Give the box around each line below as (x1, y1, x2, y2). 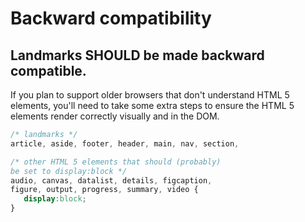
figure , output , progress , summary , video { (10, 185, 199, 195)
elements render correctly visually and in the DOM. (10, 110, 220, 122)
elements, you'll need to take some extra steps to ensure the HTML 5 (10, 100, 295, 111)
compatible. (10, 62, 87, 79)
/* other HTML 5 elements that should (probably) (10, 157, 222, 167)
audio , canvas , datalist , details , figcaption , (10, 175, 213, 186)
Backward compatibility (10, 7, 212, 30)
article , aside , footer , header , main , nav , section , (10, 138, 240, 149)
